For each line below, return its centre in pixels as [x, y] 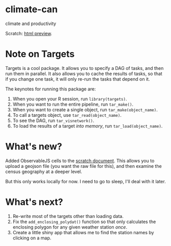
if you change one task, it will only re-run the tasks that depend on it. [78, 79]
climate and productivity [31, 23]
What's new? [34, 147]
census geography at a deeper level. [44, 171]
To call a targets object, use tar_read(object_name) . [67, 115]
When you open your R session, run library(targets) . [70, 99]
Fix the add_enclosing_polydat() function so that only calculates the [84, 222]
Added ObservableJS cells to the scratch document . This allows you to [80, 161]
